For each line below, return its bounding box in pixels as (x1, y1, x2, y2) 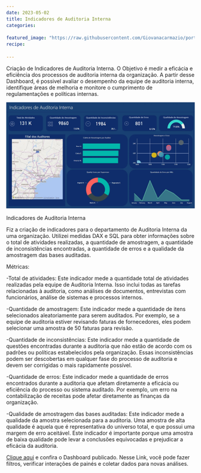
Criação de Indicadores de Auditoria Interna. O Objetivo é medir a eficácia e (6, 65, 193, 72)
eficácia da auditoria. (6, 442, 58, 449)
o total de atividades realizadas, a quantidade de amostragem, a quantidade (6, 239, 193, 246)
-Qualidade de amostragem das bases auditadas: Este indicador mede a (6, 410, 184, 417)
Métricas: (6, 263, 30, 270)
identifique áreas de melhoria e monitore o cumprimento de (6, 84, 153, 91)
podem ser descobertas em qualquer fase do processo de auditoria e (6, 355, 178, 362)
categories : (6, 22, 36, 28)
